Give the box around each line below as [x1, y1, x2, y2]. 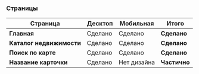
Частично [160, 58, 190, 66]
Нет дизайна [119, 58, 156, 66]
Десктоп [86, 20, 113, 28]
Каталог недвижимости [9, 39, 82, 47]
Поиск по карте [9, 49, 56, 57]
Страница [30, 20, 60, 28]
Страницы [6, 4, 38, 12]
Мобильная [119, 20, 154, 28]
